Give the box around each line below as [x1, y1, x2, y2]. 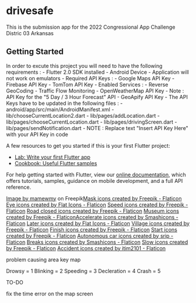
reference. [6, 183, 31, 190]
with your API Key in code [6, 131, 69, 138]
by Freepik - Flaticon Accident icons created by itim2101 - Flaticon [6, 244, 166, 251]
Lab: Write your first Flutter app [14, 154, 91, 161]
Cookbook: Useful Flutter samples [14, 159, 97, 166]
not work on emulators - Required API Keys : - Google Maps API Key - [6, 74, 175, 81]
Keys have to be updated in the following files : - [6, 100, 123, 107]
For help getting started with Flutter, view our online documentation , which [6, 171, 187, 178]
